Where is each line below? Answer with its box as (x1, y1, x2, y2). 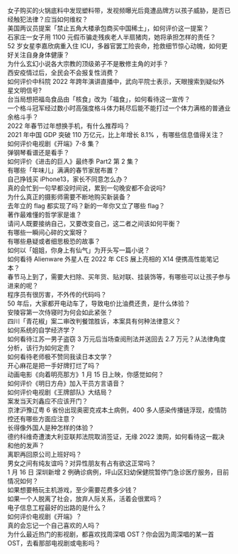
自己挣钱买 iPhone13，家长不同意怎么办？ (7, 175, 129, 183)
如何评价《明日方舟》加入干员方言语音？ (7, 379, 125, 387)
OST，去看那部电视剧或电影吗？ (7, 539, 101, 547)
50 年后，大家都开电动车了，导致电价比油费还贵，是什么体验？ (7, 299, 191, 308)
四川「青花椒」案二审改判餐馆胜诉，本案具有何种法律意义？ (7, 317, 181, 325)
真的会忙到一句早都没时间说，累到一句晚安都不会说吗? (7, 184, 166, 192)
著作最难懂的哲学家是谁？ (7, 210, 82, 219)
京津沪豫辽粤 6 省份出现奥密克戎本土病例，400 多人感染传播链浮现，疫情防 (7, 406, 227, 414)
